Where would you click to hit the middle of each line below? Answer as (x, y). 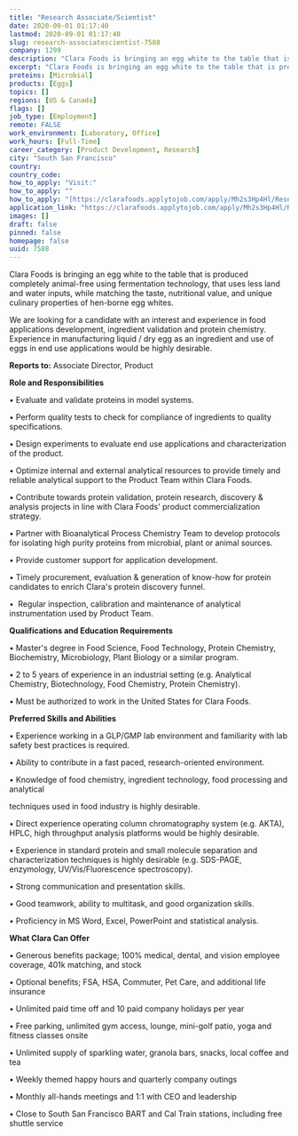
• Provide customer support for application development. (114, 560)
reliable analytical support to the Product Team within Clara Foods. (131, 480)
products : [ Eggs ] (41, 84)
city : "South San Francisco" (63, 158)
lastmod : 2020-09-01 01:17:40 (65, 34)
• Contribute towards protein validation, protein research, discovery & (136, 497)
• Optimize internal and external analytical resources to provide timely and (145, 471)
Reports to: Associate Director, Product (81, 366)
